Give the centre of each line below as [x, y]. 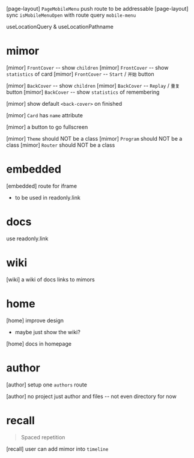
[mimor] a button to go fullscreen [47, 127]
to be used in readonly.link [48, 197]
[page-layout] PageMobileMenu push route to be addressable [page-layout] [97, 9]
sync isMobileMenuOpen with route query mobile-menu [71, 15]
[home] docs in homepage [39, 343]
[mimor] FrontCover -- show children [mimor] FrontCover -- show [87, 67]
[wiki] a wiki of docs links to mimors [50, 279]
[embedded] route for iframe [41, 186]
